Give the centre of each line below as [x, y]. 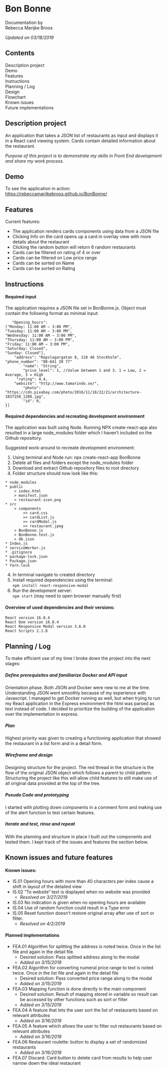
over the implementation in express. [42, 714]
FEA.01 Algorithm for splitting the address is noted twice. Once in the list [86, 946]
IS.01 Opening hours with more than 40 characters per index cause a [83, 881]
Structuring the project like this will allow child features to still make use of [81, 778]
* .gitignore [19, 552]
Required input [21, 297]
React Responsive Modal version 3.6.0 [45, 627]
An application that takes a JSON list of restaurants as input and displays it [82, 135]
